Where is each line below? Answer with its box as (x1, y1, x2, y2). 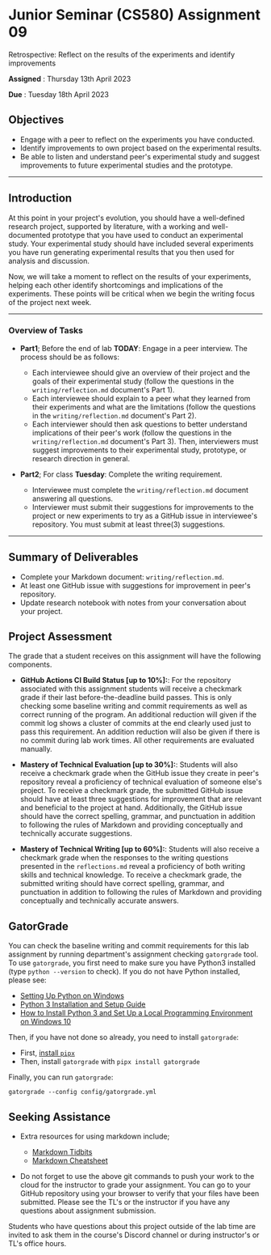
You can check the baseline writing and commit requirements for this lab (8, 941, 249, 951)
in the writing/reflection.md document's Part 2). (31, 410, 197, 420)
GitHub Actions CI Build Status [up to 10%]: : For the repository (19, 676, 231, 685)
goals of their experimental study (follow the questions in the (31, 376, 235, 386)
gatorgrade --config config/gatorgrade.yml (8, 1088, 157, 1096)
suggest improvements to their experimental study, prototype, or (31, 445, 248, 455)
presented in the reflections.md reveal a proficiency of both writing (19, 862, 246, 871)
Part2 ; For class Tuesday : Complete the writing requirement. (19, 469, 223, 479)
